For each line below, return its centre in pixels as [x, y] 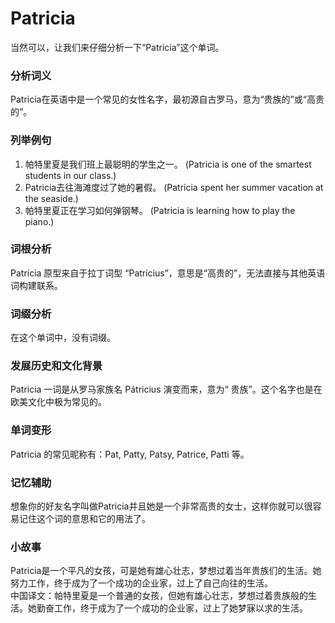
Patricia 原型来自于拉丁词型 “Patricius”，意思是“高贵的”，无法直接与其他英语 [168, 273]
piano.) [39, 221]
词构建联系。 [36, 285]
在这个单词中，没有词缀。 [63, 338]
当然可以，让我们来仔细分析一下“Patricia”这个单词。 [117, 47]
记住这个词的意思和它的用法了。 [84, 519]
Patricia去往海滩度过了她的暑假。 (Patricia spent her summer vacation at [174, 187]
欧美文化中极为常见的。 [58, 402]
